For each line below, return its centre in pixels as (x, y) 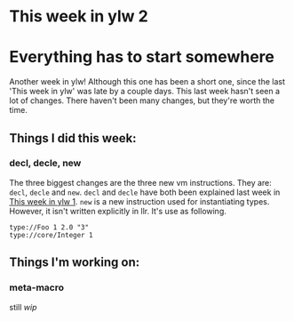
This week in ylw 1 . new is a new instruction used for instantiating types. (139, 201)
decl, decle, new (45, 164)
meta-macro (37, 288)
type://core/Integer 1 (51, 235)
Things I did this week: (73, 138)
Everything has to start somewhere (142, 57)
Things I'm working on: (75, 263)
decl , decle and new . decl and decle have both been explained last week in (145, 192)
